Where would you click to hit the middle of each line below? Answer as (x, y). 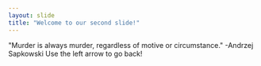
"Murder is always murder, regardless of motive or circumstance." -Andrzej (131, 45)
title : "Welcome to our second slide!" (74, 23)
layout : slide (32, 15)
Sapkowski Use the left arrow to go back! (75, 53)
